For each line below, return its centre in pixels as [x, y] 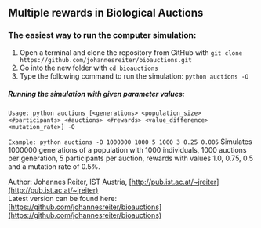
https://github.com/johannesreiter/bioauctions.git [105, 60]
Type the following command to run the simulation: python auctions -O [134, 76]
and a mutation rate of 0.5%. [54, 166]
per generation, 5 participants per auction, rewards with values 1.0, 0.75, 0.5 [130, 158]
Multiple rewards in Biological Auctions [106, 13]
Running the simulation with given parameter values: [97, 94]
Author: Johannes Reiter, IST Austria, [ [70, 182]
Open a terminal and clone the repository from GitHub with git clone [131, 52]
